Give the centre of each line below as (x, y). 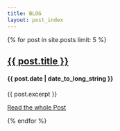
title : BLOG (24, 13)
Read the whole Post (37, 108)
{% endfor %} (27, 121)
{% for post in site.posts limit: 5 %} (57, 39)
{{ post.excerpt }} (32, 94)
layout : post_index (35, 20)
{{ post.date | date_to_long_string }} (60, 79)
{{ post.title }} (38, 61)
